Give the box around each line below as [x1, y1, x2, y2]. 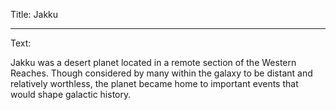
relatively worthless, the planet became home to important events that [10, 78, 299, 89]
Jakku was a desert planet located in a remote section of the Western [10, 57, 297, 68]
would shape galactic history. [10, 89, 132, 100]
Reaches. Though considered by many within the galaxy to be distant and [10, 67, 313, 79]
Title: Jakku [10, 9, 59, 20]
